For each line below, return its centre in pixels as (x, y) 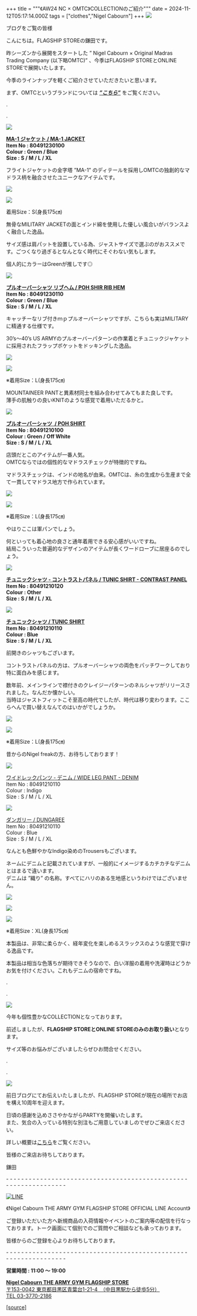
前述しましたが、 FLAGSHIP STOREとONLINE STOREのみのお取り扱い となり (98, 1029)
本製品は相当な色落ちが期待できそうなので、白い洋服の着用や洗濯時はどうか (98, 963)
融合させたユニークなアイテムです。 (75, 177)
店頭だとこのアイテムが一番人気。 (47, 455)
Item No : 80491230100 (35, 145)
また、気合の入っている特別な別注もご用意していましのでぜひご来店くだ (93, 1122)
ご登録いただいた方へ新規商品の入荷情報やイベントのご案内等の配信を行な (96, 1221)
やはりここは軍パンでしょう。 (42, 529)
